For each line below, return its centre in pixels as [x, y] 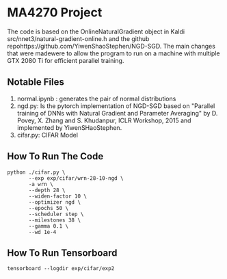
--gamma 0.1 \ [49, 226]
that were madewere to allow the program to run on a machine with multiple [113, 53]
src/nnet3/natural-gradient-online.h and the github [78, 38]
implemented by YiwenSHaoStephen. [69, 127]
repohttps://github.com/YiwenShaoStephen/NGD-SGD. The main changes [111, 46]
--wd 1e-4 [42, 232]
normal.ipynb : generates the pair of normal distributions [96, 98]
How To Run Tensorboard [62, 253]
